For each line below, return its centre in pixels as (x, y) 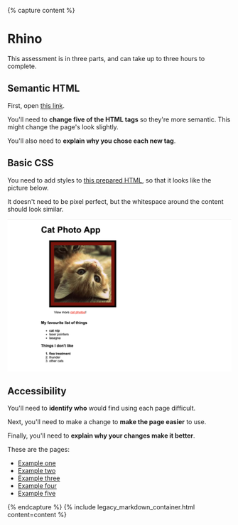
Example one (37, 463)
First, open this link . (36, 105)
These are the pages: (38, 450)
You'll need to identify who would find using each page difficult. (102, 408)
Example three (39, 478)
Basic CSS (31, 163)
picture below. (28, 188)
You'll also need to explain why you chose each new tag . (92, 141)
